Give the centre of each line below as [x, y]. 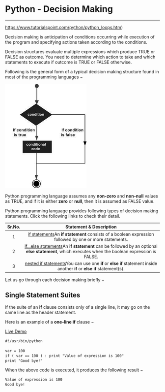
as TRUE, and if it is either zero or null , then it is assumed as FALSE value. [80, 201]
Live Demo [16, 331]
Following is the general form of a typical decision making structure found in [82, 71]
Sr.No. [14, 227]
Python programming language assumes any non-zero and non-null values [82, 196]
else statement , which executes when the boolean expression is [91, 251]
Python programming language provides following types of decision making [82, 211]
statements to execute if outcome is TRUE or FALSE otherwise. [69, 62]
